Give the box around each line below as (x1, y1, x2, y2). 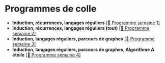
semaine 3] (12, 41, 36, 47)
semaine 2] (12, 30, 36, 36)
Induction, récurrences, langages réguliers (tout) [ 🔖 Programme (12, 25, 150, 31)
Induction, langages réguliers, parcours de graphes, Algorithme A (12, 46, 155, 52)
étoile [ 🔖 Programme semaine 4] (12, 51, 81, 58)
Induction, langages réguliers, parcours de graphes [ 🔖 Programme (12, 36, 155, 42)
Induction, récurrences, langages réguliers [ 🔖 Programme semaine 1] (12, 20, 160, 26)
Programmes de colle (5, 3, 97, 15)
